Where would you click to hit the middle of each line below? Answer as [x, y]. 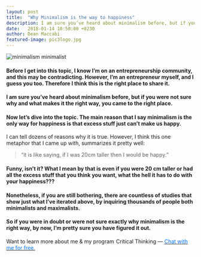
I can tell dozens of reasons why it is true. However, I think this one [89, 137]
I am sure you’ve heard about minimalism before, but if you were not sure [99, 97]
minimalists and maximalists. [43, 208]
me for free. [21, 247]
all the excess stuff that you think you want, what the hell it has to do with [99, 175]
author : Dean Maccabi [33, 34]
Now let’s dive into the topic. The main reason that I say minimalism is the [99, 117]
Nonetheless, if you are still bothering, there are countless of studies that [99, 195]
